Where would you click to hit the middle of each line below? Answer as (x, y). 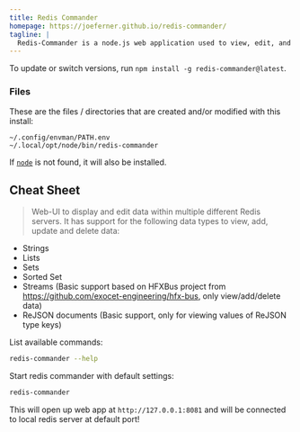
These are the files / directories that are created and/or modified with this (145, 111)
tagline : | (30, 34)
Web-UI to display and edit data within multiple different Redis (146, 211)
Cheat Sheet (45, 190)
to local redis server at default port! (75, 419)
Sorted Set (42, 277)
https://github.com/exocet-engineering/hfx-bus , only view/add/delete (151, 296)
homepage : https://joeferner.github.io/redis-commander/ (118, 26)
